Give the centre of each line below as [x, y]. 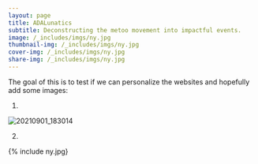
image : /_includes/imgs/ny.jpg [60, 37]
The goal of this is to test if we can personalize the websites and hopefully [129, 82]
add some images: [38, 90]
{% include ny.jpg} [38, 151]
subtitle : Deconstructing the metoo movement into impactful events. [125, 30]
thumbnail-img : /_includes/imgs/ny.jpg [74, 45]
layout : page [30, 15]
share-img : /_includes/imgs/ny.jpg [67, 60]
